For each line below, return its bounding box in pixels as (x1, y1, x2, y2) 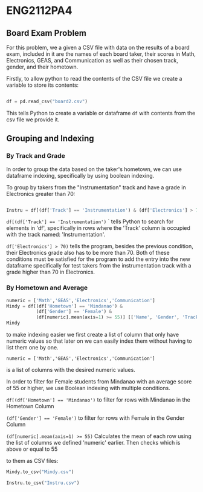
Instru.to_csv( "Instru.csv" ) (6, 480, 80, 486)
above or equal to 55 (6, 445, 58, 453)
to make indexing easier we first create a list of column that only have (6, 331, 179, 339)
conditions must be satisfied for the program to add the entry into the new (6, 255, 190, 263)
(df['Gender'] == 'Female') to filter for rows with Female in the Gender (6, 414, 185, 422)
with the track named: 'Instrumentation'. (6, 231, 106, 238)
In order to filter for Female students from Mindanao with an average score (6, 378, 192, 385)
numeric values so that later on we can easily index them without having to (6, 337, 192, 345)
